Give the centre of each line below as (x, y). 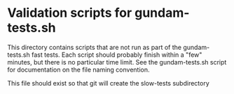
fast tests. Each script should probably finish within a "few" (117, 55)
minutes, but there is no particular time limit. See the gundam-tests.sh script (117, 62)
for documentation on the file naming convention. (78, 69)
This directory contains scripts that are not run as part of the (95, 47)
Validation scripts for (70, 13)
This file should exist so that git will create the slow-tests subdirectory (109, 83)
